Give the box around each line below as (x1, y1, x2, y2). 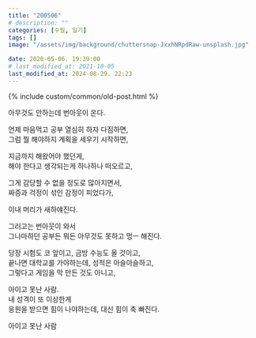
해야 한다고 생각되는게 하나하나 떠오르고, (8, 161, 133, 171)
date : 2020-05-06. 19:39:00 (8, 55, 101, 63)
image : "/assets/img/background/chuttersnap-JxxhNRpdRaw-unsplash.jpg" (8, 41, 249, 49)
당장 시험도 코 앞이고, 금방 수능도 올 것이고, (8, 248, 141, 257)
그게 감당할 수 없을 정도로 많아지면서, (8, 178, 122, 187)
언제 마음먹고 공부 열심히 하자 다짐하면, (8, 124, 129, 134)
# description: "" (8, 19, 69, 27)
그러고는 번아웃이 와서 (8, 221, 77, 231)
